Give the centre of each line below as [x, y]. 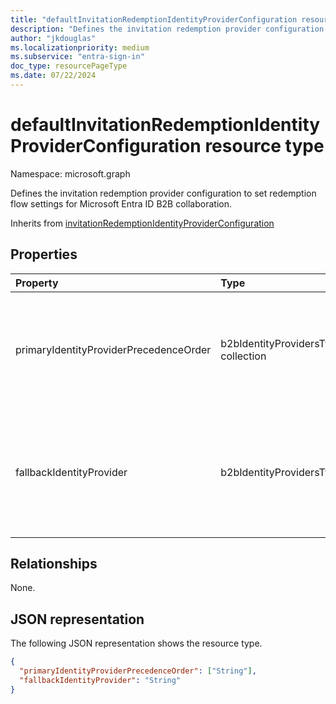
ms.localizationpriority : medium [80, 47]
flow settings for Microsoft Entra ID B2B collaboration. [121, 203]
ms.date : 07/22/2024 [53, 76]
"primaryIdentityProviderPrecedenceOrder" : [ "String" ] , [138, 671]
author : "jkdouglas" [53, 38]
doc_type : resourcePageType [69, 66]
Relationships [54, 564]
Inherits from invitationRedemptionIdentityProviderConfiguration [142, 223]
